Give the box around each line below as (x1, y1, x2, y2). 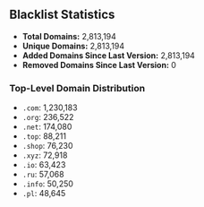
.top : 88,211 (21, 131, 67, 142)
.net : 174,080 (21, 121, 72, 133)
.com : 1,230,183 (21, 102, 78, 113)
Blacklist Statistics (9, 7, 115, 22)
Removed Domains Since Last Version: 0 (21, 59, 177, 70)
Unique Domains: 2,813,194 (21, 40, 125, 51)
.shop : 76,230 (21, 141, 73, 151)
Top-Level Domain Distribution (9, 82, 146, 94)
